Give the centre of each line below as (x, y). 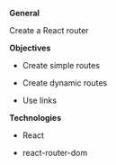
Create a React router (49, 30)
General (25, 13)
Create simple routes (61, 65)
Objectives (30, 48)
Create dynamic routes (65, 83)
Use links (39, 100)
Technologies (36, 118)
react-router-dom (55, 153)
